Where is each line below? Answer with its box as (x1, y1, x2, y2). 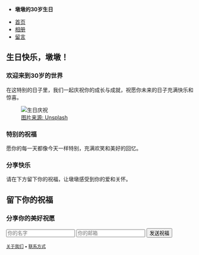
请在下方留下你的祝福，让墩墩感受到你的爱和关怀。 (6, 175, 131, 183)
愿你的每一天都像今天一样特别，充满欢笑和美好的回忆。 (6, 144, 141, 152)
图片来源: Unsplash (21, 114, 68, 121)
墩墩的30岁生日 (14, 6, 53, 12)
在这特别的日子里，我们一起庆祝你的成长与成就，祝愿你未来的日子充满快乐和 (6, 86, 194, 93)
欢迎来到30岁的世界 (6, 71, 64, 80)
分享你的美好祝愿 (6, 214, 55, 222)
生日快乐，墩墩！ (6, 52, 69, 62)
